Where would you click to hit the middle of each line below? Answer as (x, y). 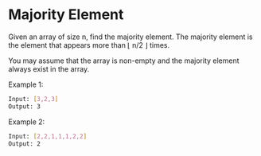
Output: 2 (25, 144)
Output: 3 (25, 106)
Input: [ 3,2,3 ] (33, 99)
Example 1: (26, 84)
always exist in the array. (49, 68)
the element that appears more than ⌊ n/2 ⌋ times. (89, 45)
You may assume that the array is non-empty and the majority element (124, 60)
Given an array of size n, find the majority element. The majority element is (130, 37)
